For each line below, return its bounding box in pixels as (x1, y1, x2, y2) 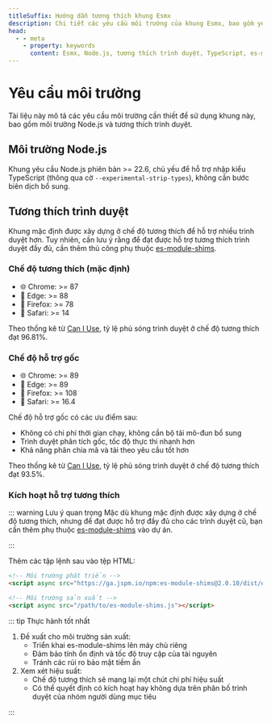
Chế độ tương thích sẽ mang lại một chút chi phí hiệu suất (31, 675, 224, 684)
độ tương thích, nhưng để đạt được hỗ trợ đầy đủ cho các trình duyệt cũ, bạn (8, 516, 263, 526)
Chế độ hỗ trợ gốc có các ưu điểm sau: (8, 412, 139, 422)
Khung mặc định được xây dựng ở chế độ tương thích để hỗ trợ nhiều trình (8, 226, 255, 236)
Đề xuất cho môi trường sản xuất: (19, 631, 131, 642)
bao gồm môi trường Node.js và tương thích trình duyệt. (8, 119, 193, 129)
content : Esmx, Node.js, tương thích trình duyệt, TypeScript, (29, 49, 248, 57)
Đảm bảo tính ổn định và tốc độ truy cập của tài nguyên (31, 649, 218, 658)
